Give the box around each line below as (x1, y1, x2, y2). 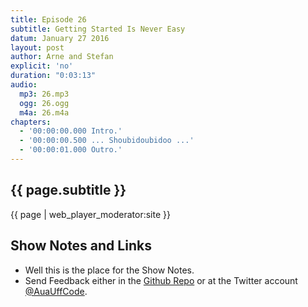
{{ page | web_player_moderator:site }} (10, 208, 171, 220)
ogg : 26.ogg (19, 98, 70, 108)
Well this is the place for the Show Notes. (24, 264, 195, 276)
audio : (10, 80, 38, 90)
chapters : (10, 117, 52, 127)
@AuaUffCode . (24, 285, 88, 297)
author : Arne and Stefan (10, 52, 114, 62)
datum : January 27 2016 (10, 33, 110, 43)
